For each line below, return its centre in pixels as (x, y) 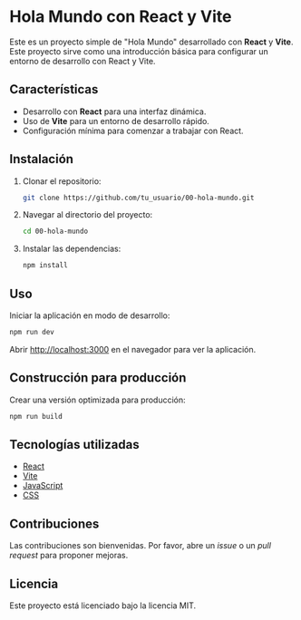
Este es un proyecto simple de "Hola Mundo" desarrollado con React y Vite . (151, 42)
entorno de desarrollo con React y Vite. (83, 61)
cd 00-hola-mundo (55, 232)
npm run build (36, 416)
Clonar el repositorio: (62, 181)
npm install (45, 266)
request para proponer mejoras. (69, 556)
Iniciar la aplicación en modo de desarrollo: (90, 315)
